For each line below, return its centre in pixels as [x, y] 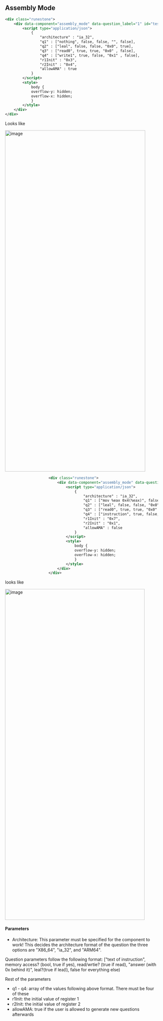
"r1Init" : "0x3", [58, 60]
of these [20, 994]
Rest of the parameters [28, 979]
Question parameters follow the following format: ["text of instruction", [75, 959]
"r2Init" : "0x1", [102, 523]
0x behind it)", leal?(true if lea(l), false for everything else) [63, 969]
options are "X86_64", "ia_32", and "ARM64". [57, 950]
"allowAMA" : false [103, 528]
